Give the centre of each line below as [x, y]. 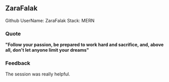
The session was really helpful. [38, 74]
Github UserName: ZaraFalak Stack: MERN [50, 20]
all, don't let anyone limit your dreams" [47, 50]
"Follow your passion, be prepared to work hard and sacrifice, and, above [84, 45]
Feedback [18, 63]
